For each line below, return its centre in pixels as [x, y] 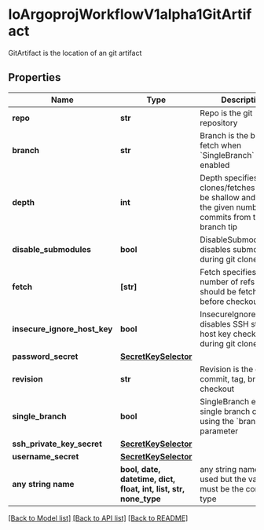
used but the [223, 479]
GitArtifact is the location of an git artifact [75, 53]
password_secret [45, 356]
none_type [141, 499]
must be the [222, 488]
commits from [225, 217]
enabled [215, 165]
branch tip [219, 227]
